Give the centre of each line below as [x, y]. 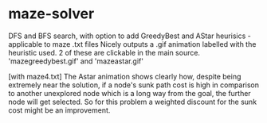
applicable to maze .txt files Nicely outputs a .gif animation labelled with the [132, 44]
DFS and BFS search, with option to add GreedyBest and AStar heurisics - [130, 36]
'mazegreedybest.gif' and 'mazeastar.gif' [76, 61]
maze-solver [51, 14]
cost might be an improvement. [59, 110]
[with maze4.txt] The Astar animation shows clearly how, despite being [125, 76]
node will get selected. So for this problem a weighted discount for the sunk [133, 102]
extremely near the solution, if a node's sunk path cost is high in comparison [134, 85]
